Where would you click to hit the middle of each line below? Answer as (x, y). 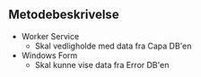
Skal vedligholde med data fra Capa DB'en (113, 46)
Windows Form (49, 55)
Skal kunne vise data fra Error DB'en (102, 64)
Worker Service (50, 36)
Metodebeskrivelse (64, 15)
